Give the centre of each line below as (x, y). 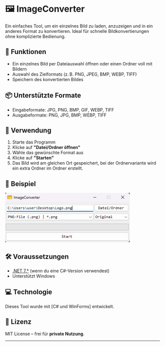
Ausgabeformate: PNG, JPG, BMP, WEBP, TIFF (59, 115)
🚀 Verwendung (28, 130)
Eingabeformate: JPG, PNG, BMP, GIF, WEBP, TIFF (63, 110)
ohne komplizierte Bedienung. (35, 36)
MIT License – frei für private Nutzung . (45, 334)
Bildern (19, 69)
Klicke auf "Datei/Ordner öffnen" (46, 147)
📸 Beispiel (20, 184)
